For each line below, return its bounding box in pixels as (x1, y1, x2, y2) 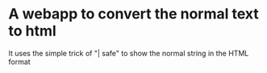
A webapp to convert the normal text (8, 5, 260, 23)
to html (8, 22, 56, 40)
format (8, 57, 31, 67)
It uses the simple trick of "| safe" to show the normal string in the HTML (8, 48, 249, 58)
